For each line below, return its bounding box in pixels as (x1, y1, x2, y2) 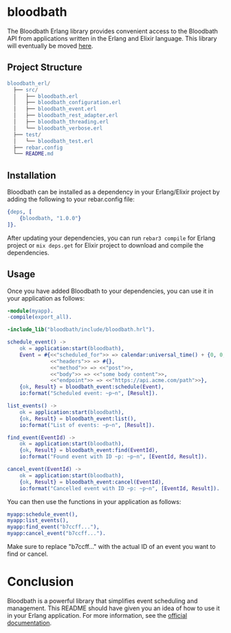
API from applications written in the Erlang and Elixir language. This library (7, 34, 217, 42)
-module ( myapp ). (7, 308, 54, 314)
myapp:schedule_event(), (7, 511, 78, 518)
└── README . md (13, 150, 54, 157)
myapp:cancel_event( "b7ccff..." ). (7, 530, 107, 537)
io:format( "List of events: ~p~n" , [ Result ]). (19, 421, 155, 428)
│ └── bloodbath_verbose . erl (13, 125, 103, 132)
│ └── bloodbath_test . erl (13, 137, 94, 145)
